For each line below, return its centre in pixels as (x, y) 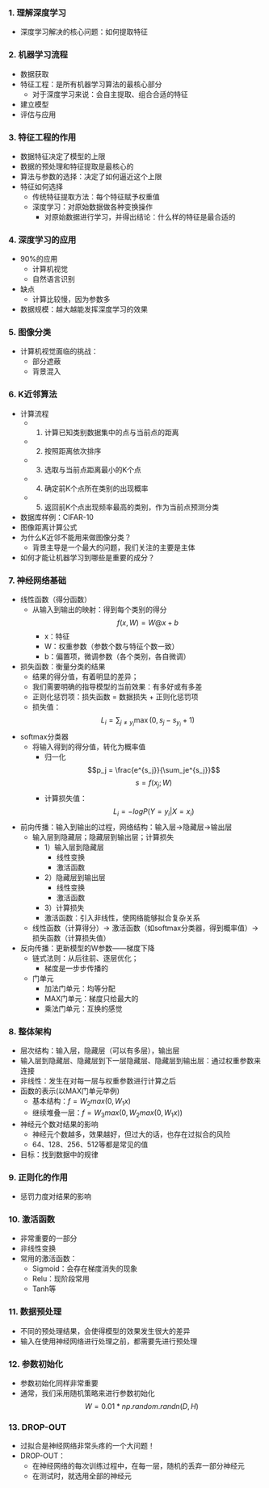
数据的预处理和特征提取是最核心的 (77, 166)
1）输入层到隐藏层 (74, 847)
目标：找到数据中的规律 (59, 1154)
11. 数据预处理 (35, 1312)
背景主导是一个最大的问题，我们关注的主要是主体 (113, 547)
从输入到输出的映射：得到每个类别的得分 (99, 610)
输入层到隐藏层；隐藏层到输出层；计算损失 (103, 836)
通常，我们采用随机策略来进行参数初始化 (87, 1393)
